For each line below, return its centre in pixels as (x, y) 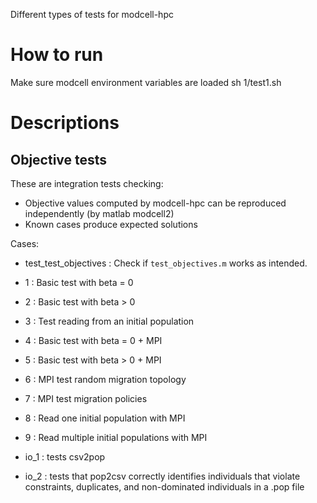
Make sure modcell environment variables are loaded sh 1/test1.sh (146, 82)
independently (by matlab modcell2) (99, 213)
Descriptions (65, 123)
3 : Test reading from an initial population (109, 321)
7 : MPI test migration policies (86, 398)
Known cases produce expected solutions (111, 224)
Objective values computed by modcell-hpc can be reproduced (155, 203)
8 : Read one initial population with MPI (105, 418)
